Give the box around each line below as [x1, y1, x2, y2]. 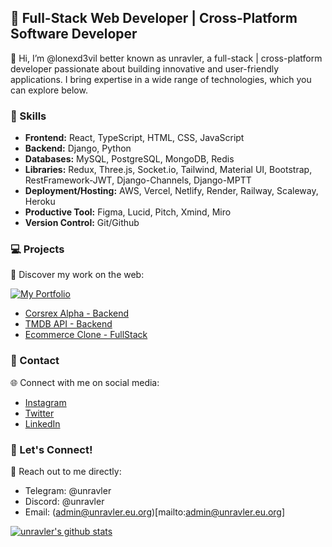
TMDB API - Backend [24, 318, 113, 330]
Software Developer [10, 26, 138, 43]
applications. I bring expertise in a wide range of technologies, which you [10, 73, 312, 85]
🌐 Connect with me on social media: [10, 376, 160, 388]
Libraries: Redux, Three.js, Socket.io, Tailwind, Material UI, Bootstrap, [24, 164, 313, 176]
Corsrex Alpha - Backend [24, 307, 130, 320]
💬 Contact [10, 354, 60, 368]
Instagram [24, 396, 67, 408]
